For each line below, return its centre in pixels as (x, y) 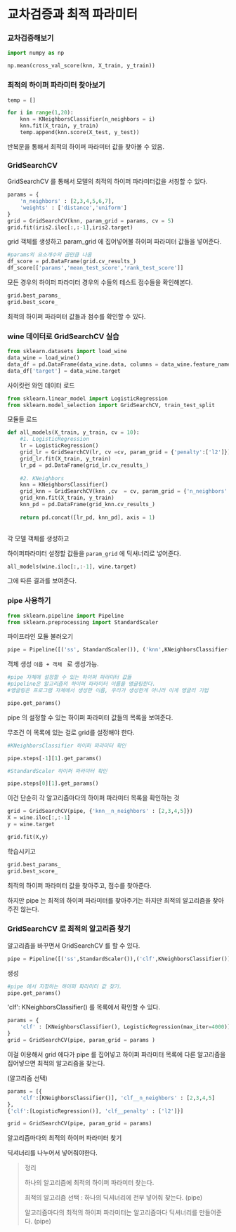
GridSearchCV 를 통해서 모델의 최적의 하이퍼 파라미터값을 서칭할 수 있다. (107, 181)
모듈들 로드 (22, 419)
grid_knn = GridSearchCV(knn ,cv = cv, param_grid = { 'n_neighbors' (124, 491)
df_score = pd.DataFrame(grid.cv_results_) (72, 261)
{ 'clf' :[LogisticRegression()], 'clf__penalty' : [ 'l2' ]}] (96, 1111)
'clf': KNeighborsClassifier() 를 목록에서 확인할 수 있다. (84, 1007)
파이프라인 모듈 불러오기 (40, 637)
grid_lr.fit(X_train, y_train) (66, 458)
